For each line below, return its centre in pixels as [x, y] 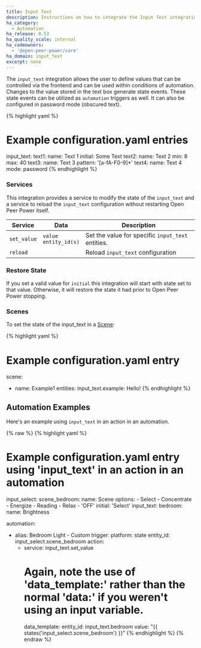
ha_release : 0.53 [28, 34]
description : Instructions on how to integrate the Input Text [87, 17]
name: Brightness [28, 512]
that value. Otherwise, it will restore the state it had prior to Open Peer [92, 290]
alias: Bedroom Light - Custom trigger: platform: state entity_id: [92, 535]
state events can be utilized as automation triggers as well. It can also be [95, 98]
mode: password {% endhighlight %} [52, 169]
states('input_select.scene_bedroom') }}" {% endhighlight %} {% [104, 633]
